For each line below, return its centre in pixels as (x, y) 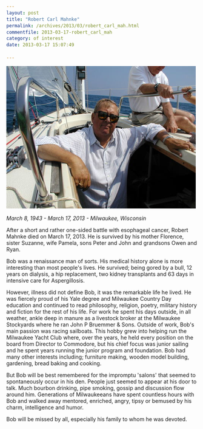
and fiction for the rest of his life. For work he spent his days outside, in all (98, 311)
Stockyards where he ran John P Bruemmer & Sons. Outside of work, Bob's (100, 324)
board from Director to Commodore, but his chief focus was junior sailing (98, 344)
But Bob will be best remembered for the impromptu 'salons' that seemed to (101, 375)
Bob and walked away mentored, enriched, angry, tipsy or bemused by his (99, 400)
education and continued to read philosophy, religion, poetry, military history (101, 305)
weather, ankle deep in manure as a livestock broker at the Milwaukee (93, 318)
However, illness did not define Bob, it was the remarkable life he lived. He (99, 292)
